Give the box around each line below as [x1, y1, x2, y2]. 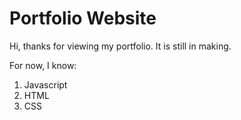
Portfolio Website [9, 7, 157, 30]
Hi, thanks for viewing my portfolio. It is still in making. [9, 40, 232, 52]
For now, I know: [9, 59, 77, 71]
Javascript [23, 78, 68, 91]
